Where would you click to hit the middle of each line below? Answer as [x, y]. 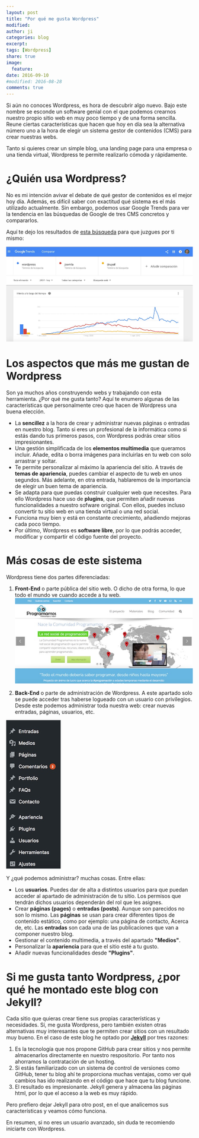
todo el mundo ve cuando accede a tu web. [68, 595]
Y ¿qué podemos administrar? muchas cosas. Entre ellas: [76, 878]
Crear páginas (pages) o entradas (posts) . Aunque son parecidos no [99, 909]
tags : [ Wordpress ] [29, 50]
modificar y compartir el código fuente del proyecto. [78, 537]
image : [14, 62]
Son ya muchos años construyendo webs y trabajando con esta [84, 393]
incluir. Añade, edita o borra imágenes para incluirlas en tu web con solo [103, 455]
